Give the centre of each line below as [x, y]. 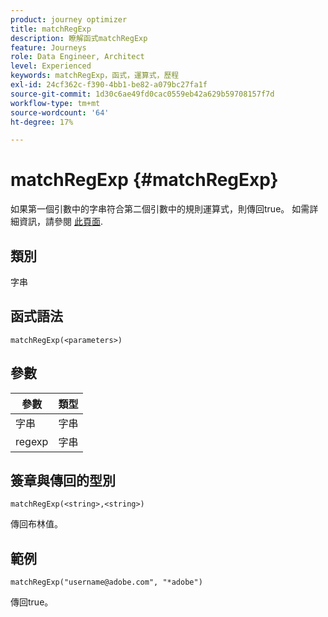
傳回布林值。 [36, 524]
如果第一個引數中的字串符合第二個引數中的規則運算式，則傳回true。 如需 [160, 209]
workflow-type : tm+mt [55, 103]
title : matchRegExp [51, 29]
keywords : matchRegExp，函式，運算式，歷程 [95, 76]
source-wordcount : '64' [60, 112]
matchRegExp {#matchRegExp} [144, 180]
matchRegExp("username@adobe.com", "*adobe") [106, 582]
